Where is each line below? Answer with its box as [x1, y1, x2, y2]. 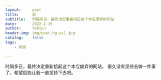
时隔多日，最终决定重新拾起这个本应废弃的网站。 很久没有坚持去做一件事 [5, 63, 156, 69]
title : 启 [5, 12, 36, 17]
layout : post [5, 7, 42, 12]
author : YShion [5, 26, 46, 31]
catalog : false [5, 35, 44, 40]
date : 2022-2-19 [5, 21, 53, 26]
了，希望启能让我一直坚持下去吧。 [5, 69, 76, 75]
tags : [5, 40, 17, 45]
